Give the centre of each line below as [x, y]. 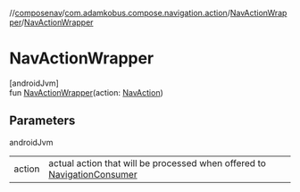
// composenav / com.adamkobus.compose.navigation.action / [120, 13]
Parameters [42, 121]
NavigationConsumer [93, 174]
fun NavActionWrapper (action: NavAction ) [86, 92]
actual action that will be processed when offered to [157, 163]
